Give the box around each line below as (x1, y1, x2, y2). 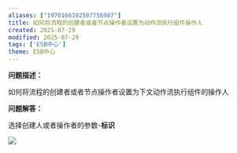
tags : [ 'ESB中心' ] (8, 41, 66, 49)
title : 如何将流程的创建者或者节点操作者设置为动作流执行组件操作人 (8, 19, 203, 27)
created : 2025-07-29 (8, 26, 76, 34)
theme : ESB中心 (8, 48, 56, 56)
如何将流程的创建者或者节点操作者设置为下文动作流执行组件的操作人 (8, 87, 229, 97)
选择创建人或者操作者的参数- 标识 (8, 121, 116, 129)
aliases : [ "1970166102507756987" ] (8, 11, 122, 20)
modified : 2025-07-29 (8, 33, 80, 42)
